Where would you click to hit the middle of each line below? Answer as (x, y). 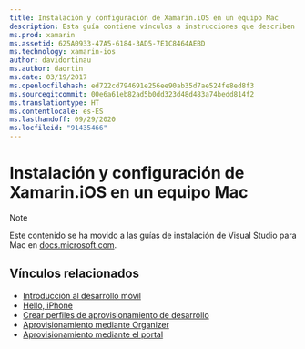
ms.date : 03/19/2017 (49, 77)
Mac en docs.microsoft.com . (63, 245)
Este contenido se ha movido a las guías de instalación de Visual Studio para (153, 235)
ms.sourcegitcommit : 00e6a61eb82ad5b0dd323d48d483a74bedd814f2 (132, 94)
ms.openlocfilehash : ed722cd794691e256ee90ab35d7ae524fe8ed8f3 (132, 86)
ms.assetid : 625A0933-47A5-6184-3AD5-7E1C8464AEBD (107, 43)
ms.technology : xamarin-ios (63, 52)
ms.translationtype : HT (55, 103)
